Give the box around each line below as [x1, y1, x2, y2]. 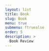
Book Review [9, 39, 34, 44]
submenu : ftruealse [5, 25, 45, 30]
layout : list [5, 7, 32, 12]
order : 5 [5, 30, 23, 34]
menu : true [5, 20, 27, 26]
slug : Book [5, 16, 27, 21]
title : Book [5, 12, 29, 17]
